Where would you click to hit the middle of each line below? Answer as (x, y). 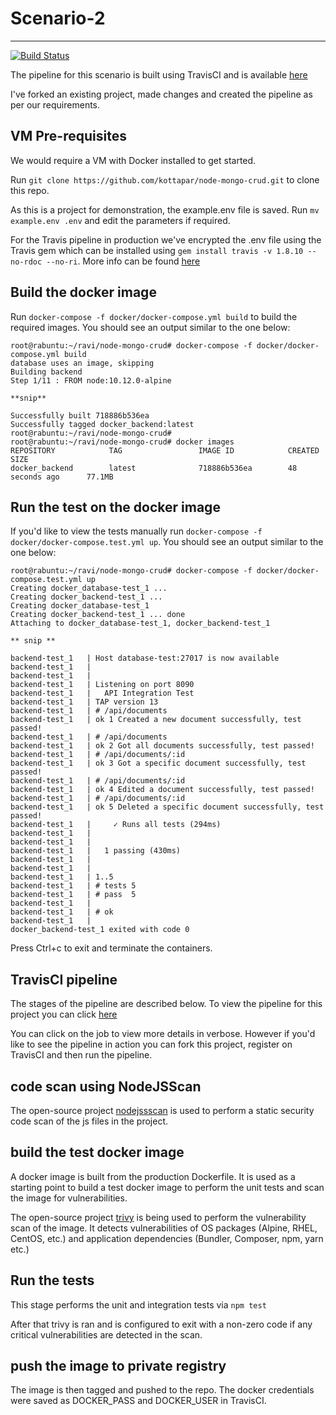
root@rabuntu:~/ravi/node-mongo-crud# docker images (122, 442)
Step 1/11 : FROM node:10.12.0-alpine (91, 380)
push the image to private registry (118, 1366)
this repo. (30, 190)
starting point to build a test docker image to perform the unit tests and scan (167, 1187)
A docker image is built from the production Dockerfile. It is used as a (153, 1176)
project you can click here (64, 1014)
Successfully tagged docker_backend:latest (102, 424)
